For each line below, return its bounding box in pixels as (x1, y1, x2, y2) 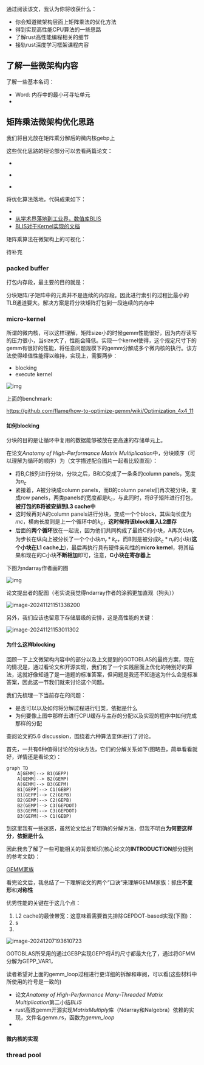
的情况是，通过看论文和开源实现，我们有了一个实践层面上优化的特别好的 (6, 663, 187, 670)
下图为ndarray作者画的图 (6, 564, 69, 572)
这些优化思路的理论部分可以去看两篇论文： (6, 147, 113, 154)
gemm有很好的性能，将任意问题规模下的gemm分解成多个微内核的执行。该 (6, 345, 192, 352)
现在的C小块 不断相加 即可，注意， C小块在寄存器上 (25, 552, 151, 559)
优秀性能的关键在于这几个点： (6, 899, 81, 906)
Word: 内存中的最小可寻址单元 (15, 91, 90, 98)
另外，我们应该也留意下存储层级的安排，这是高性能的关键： (6, 614, 155, 621)
